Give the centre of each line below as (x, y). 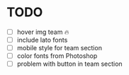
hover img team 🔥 (43, 32)
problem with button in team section (69, 64)
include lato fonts (42, 40)
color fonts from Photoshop (57, 56)
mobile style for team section (59, 48)
